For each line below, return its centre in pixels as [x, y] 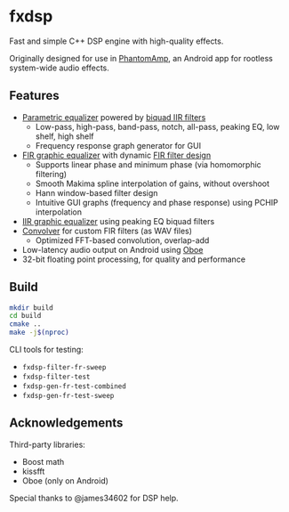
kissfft [33, 471]
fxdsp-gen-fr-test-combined [74, 386]
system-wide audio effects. [59, 68]
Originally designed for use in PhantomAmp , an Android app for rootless [141, 58]
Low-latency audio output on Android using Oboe [112, 249]
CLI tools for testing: [47, 350]
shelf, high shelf [65, 136]
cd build [25, 316]
